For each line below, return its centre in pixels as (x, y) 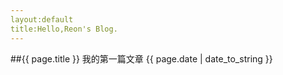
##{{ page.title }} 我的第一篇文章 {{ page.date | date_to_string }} (141, 58)
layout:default (42, 19)
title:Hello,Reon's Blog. (64, 29)
